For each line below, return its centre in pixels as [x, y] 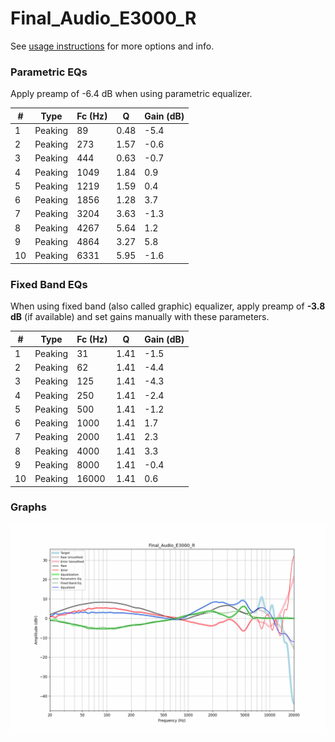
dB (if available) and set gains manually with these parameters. [140, 317]
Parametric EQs [49, 72]
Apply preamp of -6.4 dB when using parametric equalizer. [131, 94]
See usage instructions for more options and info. [112, 46]
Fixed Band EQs [49, 284]
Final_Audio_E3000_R [103, 18]
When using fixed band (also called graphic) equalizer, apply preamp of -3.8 [168, 306]
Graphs [28, 507]
